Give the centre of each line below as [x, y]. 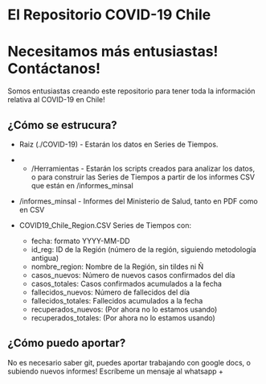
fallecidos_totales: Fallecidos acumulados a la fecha [117, 300]
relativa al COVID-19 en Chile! [56, 100]
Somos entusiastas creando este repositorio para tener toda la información [131, 91]
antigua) [45, 258]
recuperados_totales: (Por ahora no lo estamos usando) [123, 318]
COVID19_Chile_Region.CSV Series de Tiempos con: [105, 225]
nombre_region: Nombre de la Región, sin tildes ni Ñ [117, 266]
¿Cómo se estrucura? [62, 125]
